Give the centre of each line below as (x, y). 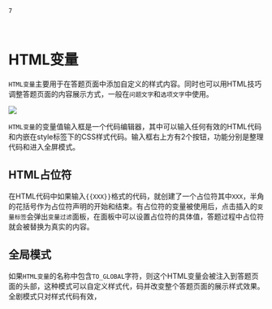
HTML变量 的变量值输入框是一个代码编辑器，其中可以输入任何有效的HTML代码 (135, 126)
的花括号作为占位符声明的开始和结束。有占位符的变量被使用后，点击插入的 (133, 206)
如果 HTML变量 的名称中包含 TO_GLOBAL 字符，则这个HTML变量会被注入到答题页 (134, 276)
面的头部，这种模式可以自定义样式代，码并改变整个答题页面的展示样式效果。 (136, 286)
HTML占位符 (40, 175)
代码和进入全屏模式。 (44, 146)
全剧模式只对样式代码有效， (55, 296)
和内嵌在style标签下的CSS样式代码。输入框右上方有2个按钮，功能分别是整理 (136, 137)
